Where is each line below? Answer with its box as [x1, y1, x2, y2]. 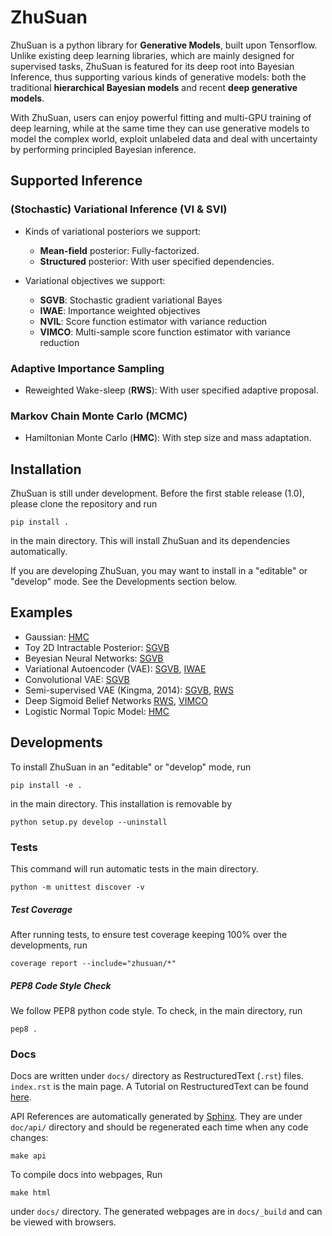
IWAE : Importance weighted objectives [39, 304, 201, 316]
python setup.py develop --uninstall [10, 817, 168, 827]
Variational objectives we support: [24, 274, 166, 286]
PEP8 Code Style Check [10, 979, 112, 991]
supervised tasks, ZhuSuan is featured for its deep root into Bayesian [10, 60, 295, 72]
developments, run [10, 939, 88, 951]
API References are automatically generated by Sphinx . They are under [10, 1111, 303, 1123]
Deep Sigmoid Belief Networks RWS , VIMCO [24, 694, 209, 706]
